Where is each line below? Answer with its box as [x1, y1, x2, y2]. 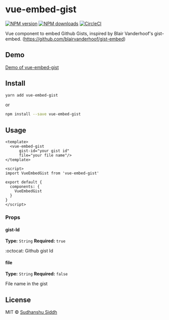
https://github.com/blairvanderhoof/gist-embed [23, 36, 124, 42]
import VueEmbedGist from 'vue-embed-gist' [5, 171, 100, 176]
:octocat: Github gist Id [5, 248, 54, 254]
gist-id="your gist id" [18, 148, 70, 154]
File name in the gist [5, 281, 48, 287]
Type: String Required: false [5, 271, 68, 277]
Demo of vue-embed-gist [5, 64, 59, 70]
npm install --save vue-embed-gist [5, 111, 81, 117]
